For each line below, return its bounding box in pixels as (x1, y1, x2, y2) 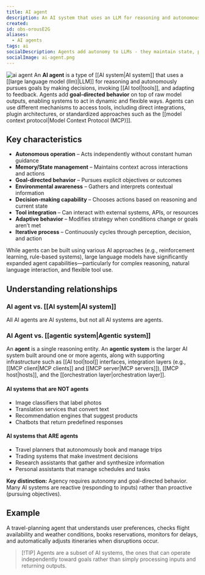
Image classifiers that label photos (15, 398, 102, 406)
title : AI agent (6, 9, 48, 15)
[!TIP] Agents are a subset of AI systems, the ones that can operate (21, 549, 191, 556)
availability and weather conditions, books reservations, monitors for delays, (6, 530, 198, 538)
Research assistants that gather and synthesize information (15, 459, 165, 466)
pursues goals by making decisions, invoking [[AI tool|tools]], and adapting (6, 84, 195, 92)
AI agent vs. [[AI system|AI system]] (6, 302, 117, 310)
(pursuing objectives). (6, 490, 62, 497)
